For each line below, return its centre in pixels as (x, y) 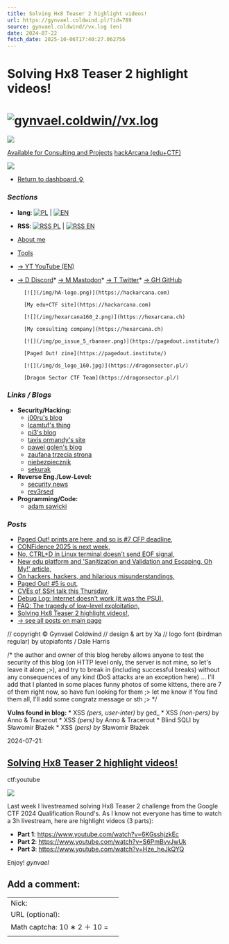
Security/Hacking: (44, 410)
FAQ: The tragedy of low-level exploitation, (78, 606)
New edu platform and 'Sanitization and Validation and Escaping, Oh (115, 562)
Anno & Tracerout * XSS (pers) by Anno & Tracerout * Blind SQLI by (103, 720)
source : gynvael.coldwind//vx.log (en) (65, 26)
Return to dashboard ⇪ (51, 179)
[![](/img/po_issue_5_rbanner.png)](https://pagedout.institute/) (122, 341)
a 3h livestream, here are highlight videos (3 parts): (80, 820)
